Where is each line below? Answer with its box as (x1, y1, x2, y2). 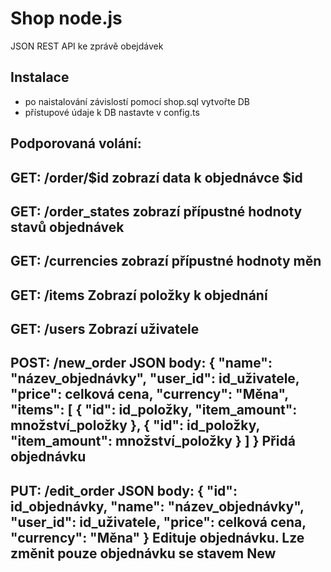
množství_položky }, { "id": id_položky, (10, 417, 260, 434)
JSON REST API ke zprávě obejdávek (10, 40, 164, 52)
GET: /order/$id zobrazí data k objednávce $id (10, 169, 303, 186)
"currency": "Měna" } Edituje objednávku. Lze (10, 529, 305, 546)
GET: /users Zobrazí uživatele (10, 321, 200, 338)
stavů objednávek (10, 218, 125, 236)
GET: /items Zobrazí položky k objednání (10, 287, 268, 304)
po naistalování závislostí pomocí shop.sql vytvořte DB (24, 95, 251, 107)
